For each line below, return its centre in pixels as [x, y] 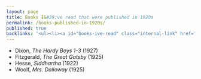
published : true [26, 28]
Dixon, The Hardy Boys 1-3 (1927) [57, 50]
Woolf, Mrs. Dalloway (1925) [50, 69]
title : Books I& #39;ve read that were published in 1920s [80, 17]
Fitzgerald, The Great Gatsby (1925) [59, 57]
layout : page [22, 12]
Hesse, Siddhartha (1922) [47, 64]
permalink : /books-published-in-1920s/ [56, 23]
